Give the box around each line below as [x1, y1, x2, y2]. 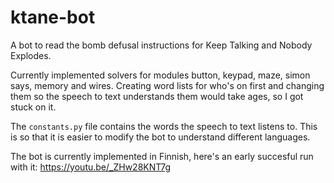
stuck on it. [10, 101, 57, 113]
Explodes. [10, 49, 52, 61]
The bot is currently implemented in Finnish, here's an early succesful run [10, 150, 314, 162]
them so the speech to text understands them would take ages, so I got [10, 90, 304, 102]
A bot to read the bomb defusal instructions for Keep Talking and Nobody [10, 39, 313, 51]
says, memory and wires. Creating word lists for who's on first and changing [10, 79, 325, 91]
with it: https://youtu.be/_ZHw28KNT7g [10, 161, 171, 173]
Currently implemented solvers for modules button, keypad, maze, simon [10, 69, 311, 81]
